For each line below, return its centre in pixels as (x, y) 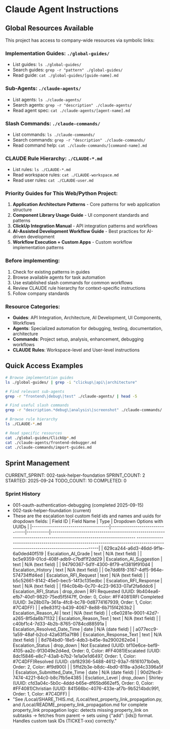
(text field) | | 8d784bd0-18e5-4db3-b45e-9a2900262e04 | (75, 640)
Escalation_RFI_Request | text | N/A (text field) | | (97, 575)
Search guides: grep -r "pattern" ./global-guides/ (67, 70)
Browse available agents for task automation (59, 277)
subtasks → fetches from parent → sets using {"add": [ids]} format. (83, 715)
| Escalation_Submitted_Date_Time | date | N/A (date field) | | (76, 672)
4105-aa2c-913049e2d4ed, (42, 650)
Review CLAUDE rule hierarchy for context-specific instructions (79, 288)
